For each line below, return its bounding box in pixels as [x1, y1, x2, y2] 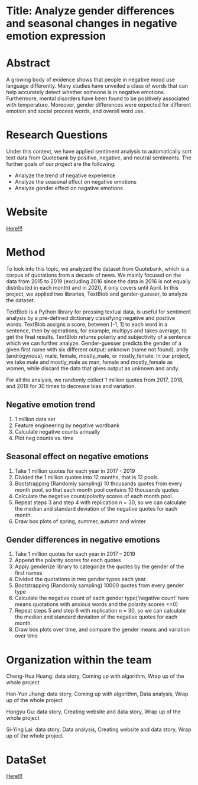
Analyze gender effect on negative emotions [14, 185, 123, 192]
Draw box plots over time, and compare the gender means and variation [14, 626, 190, 633]
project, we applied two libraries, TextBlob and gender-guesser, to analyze [6, 290, 188, 297]
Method [6, 246, 46, 259]
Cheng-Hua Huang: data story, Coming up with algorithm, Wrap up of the [6, 672, 184, 680]
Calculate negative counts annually [14, 428, 100, 435]
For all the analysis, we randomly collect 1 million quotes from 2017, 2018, [6, 376, 184, 383]
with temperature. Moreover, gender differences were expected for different [6, 101, 191, 108]
